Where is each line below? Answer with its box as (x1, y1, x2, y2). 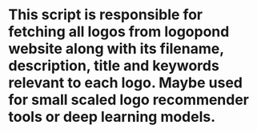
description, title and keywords (8, 57, 220, 75)
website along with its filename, (8, 40, 224, 58)
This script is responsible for (8, 6, 203, 24)
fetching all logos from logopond (8, 22, 230, 41)
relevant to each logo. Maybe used (8, 74, 243, 92)
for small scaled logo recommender (8, 91, 250, 109)
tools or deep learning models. (8, 108, 216, 126)
